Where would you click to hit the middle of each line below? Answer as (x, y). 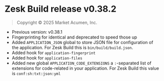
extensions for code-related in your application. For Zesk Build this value (85, 68)
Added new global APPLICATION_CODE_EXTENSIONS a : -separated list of (82, 63)
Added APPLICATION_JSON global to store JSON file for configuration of (82, 42)
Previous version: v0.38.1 (37, 32)
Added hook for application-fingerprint (53, 53)
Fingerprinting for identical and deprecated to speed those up (74, 37)
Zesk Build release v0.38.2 (61, 9)
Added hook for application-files (47, 58)
